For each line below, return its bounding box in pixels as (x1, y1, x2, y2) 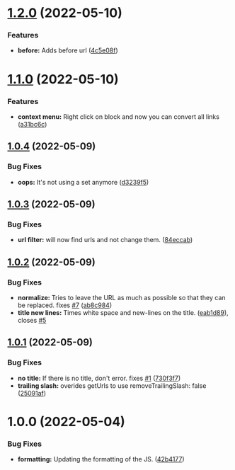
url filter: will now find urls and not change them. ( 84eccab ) (17, 236, 193, 244)
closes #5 (17, 316, 47, 325)
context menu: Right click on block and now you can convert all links (17, 112, 219, 121)
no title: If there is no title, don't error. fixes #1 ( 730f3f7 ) (17, 374, 181, 382)
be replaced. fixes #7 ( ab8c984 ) (17, 301, 113, 309)
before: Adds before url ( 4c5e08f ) (17, 46, 118, 55)
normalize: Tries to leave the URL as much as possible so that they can (17, 294, 226, 302)
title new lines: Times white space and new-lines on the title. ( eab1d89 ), (17, 309, 229, 317)
